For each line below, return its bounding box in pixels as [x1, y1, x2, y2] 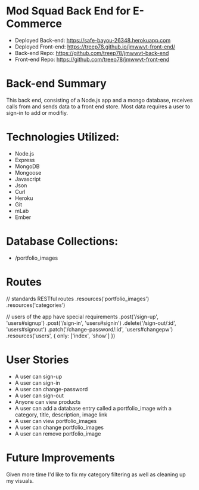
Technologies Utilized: [6, 130, 120, 144]
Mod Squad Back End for [6, 4, 131, 18]
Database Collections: [6, 235, 118, 248]
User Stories [6, 353, 69, 366]
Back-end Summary [6, 77, 107, 90]
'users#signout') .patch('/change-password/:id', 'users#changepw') [6, 325, 173, 333]
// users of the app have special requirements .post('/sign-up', [6, 313, 159, 320]
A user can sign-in [14, 379, 61, 386]
